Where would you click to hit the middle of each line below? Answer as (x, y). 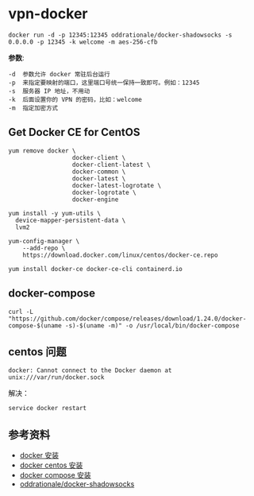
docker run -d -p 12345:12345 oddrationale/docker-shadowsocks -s (120, 35)
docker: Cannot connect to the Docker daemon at (90, 370)
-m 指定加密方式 (33, 108)
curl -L (21, 312)
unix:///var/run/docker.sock (56, 378)
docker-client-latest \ (111, 165)
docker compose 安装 (55, 475)
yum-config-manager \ (44, 241)
